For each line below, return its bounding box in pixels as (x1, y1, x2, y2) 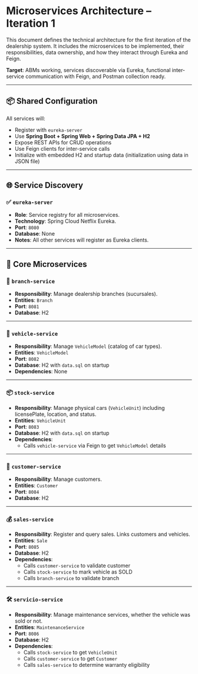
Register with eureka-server (14, 126, 82, 134)
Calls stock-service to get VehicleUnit (23, 649, 118, 656)
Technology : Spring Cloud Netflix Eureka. (14, 217, 117, 225)
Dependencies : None (14, 368, 68, 375)
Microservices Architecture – (6, 4, 152, 18)
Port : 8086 (14, 630, 39, 637)
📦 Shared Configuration (6, 96, 98, 106)
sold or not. (14, 617, 43, 624)
